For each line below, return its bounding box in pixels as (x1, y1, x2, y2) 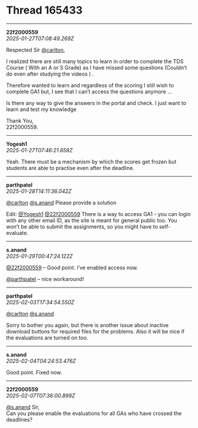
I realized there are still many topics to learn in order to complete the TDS (6, 57, 184, 65)
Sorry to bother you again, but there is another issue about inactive (6, 321, 169, 328)
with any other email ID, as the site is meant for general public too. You (6, 217, 178, 224)
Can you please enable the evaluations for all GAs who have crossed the (6, 410, 182, 417)
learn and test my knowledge (6, 106, 77, 113)
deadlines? (6, 416, 33, 423)
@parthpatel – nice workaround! (6, 275, 84, 282)
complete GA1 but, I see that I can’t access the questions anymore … (6, 88, 173, 95)
